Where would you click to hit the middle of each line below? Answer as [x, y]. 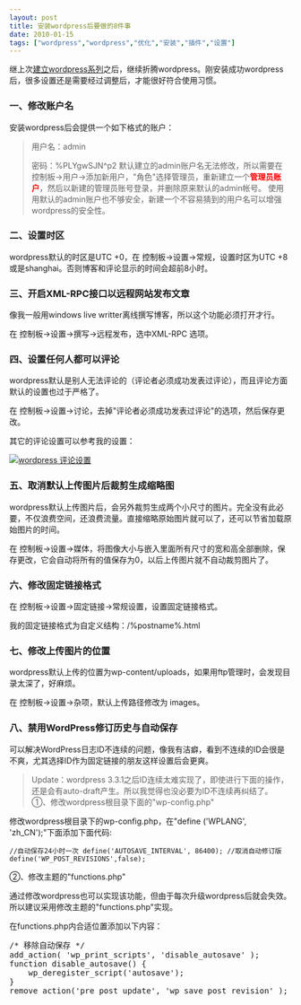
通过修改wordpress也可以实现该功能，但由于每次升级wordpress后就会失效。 [150, 896]
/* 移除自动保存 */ [47, 945]
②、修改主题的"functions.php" [68, 877]
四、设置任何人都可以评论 [64, 360]
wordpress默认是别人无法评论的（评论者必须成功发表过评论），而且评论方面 [149, 380]
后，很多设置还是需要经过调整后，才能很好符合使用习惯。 [115, 81]
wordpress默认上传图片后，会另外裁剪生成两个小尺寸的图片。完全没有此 [142, 507]
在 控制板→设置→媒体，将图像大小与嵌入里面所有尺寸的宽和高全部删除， [143, 548]
